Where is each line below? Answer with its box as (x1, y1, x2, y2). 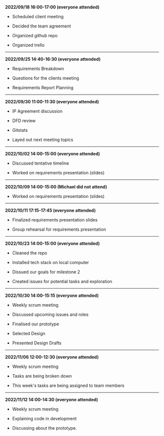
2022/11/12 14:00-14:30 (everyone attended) (5, 397, 99, 402)
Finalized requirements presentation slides (12, 217, 98, 222)
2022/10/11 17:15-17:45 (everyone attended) (5, 208, 96, 213)
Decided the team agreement (12, 23, 71, 29)
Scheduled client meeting (12, 14, 64, 19)
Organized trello (12, 42, 45, 48)
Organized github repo (12, 33, 58, 38)
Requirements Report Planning (12, 85, 74, 90)
